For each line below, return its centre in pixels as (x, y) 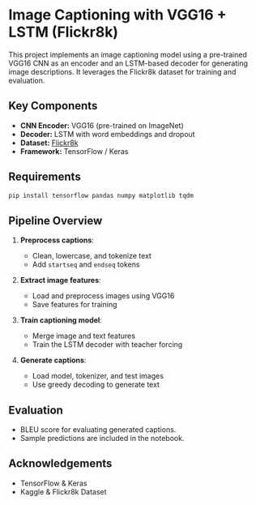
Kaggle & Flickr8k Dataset (63, 491)
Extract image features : (60, 280)
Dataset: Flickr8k (49, 143)
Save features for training (75, 305)
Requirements (45, 177)
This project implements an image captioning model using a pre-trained (128, 54)
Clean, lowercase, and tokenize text (92, 256)
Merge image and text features (84, 336)
